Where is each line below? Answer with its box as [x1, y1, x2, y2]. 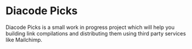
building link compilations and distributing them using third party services [5, 30, 186, 37]
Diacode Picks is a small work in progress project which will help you [5, 24, 175, 31]
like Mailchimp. [5, 36, 43, 43]
